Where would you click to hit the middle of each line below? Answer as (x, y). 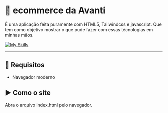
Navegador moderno (34, 77)
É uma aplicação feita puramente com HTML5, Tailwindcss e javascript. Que (84, 24)
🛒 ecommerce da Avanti (55, 10)
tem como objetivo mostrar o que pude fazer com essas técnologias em (79, 29)
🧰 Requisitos (25, 65)
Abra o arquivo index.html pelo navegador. (49, 105)
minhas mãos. (19, 35)
